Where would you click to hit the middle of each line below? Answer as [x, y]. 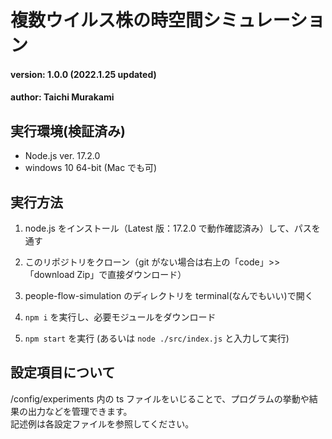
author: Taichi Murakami [62, 97]
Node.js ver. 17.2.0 [62, 156]
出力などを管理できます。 [80, 411]
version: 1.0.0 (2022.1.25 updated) [83, 74]
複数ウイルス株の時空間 [107, 20]
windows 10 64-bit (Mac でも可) [91, 168]
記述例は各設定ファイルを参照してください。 [102, 423]
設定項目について [63, 372]
